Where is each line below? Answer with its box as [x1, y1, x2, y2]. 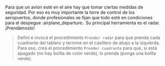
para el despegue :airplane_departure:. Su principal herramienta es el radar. [5, 20, 160, 26]
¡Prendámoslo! [5, 25, 35, 31]
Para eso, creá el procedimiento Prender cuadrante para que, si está [17, 45, 158, 51]
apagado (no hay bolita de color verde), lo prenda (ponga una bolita [17, 50, 157, 56]
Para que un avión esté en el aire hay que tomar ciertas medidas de [5, 4, 143, 10]
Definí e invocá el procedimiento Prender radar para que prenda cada [17, 34, 161, 40]
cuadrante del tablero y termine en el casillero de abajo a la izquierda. [17, 40, 161, 46]
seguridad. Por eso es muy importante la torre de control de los [5, 9, 135, 15]
